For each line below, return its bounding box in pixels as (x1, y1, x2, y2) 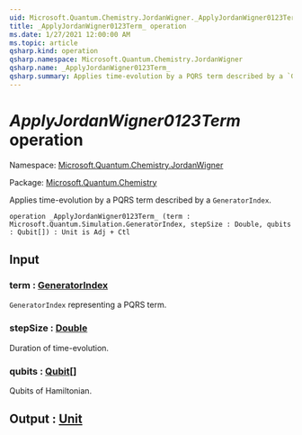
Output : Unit (9, 412, 83, 427)
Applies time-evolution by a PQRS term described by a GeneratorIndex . (9, 195, 272, 205)
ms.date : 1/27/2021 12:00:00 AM (9, 30, 130, 39)
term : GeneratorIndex (9, 279, 109, 291)
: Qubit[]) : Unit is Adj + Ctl (9, 227, 130, 237)
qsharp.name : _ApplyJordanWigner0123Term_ (9, 64, 171, 73)
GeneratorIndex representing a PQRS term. (9, 299, 167, 311)
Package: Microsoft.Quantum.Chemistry (9, 177, 157, 187)
